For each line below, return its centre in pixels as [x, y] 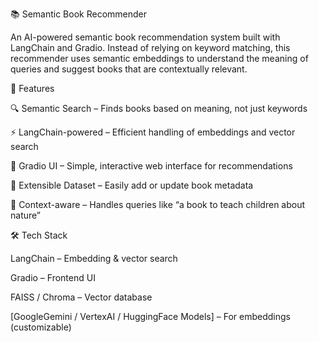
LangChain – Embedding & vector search [94, 258]
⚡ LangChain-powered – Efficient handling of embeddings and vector [153, 132]
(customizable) [41, 327]
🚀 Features [32, 88]
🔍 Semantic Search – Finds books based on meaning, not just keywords [159, 108]
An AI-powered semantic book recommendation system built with [145, 37]
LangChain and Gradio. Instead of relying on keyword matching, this [150, 47]
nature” [26, 215]
